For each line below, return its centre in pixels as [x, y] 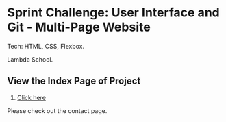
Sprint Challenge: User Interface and [114, 13]
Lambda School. [30, 59]
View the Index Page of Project [74, 81]
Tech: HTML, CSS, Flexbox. [46, 46]
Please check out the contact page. [57, 110]
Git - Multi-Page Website [79, 27]
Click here [32, 97]
